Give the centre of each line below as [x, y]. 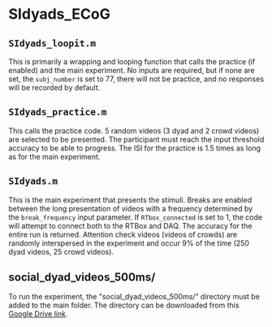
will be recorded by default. [54, 87]
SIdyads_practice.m [58, 112]
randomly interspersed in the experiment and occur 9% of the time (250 [129, 243]
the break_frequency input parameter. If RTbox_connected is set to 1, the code [135, 217]
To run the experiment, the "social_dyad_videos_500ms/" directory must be [134, 297]
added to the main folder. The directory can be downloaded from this [124, 305]
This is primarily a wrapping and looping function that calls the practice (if [132, 61]
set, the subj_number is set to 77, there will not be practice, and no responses [136, 79]
